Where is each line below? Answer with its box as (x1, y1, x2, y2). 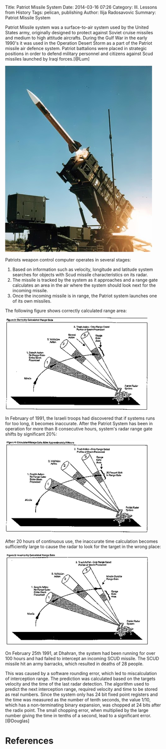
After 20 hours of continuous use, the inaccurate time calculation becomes (5, 538, 158, 544)
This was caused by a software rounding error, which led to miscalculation (5, 671, 157, 676)
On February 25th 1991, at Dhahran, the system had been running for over (5, 650, 156, 656)
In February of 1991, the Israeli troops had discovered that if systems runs (5, 415, 155, 421)
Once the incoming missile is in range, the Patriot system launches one (12, 293, 157, 299)
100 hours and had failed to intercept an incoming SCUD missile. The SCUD (5, 656, 160, 661)
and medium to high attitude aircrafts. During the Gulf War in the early (5, 35, 148, 41)
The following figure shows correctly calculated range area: (5, 308, 127, 313)
